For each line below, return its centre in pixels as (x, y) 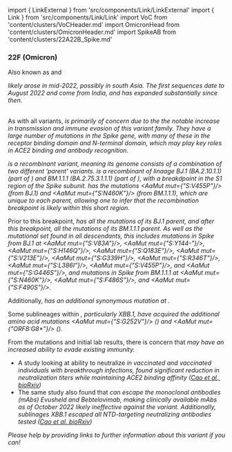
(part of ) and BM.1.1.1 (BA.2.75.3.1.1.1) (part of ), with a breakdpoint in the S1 (115, 178)
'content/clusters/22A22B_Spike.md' (60, 39)
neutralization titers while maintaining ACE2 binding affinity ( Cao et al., (119, 378)
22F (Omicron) (33, 57)
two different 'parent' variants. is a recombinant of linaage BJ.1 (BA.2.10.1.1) (115, 171)
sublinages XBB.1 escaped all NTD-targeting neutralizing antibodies (115, 415)
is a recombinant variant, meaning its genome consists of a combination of (115, 164)
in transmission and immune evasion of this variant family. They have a (109, 129)
